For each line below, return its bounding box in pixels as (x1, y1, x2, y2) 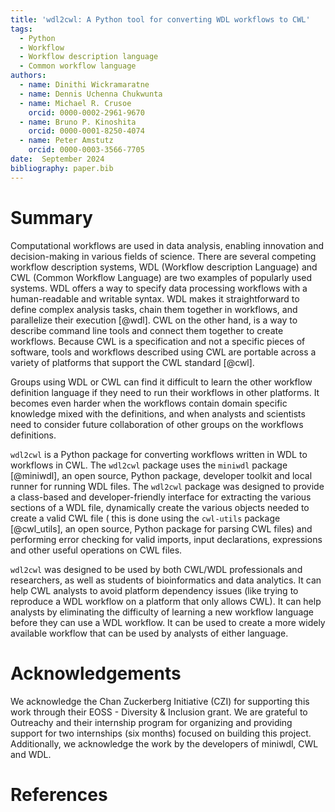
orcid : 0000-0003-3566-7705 (28, 145, 145, 155)
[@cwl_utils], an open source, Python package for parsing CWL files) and (10, 522, 313, 535)
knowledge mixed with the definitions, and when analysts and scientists (10, 407, 306, 420)
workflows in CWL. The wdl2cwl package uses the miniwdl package (10, 459, 288, 471)
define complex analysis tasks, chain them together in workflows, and (10, 303, 298, 315)
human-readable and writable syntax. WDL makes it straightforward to (10, 292, 300, 305)
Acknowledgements (10, 662, 182, 685)
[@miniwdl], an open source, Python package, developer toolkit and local (10, 469, 313, 481)
